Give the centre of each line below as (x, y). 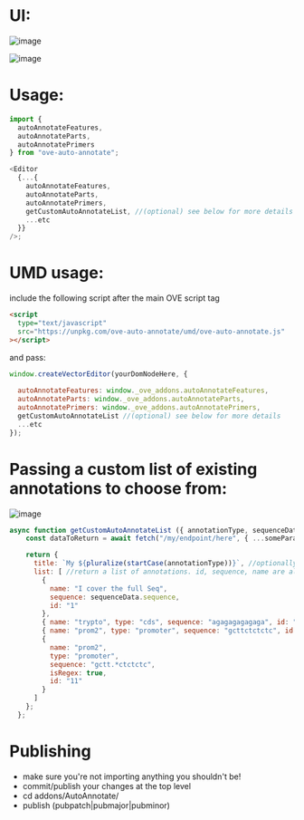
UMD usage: (57, 273)
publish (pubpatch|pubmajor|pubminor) (96, 805)
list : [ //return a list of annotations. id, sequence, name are (159, 572)
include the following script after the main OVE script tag (114, 298)
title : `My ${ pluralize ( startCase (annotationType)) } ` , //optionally (165, 564)
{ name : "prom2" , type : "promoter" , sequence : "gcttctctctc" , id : (170, 631)
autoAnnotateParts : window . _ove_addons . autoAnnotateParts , (131, 400)
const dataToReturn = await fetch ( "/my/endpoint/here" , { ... (145, 539)
